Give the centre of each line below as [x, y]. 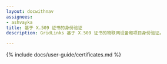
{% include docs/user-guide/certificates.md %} [64, 55]
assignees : [19, 17]
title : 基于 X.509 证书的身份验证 [44, 28]
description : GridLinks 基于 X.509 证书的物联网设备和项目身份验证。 [85, 33]
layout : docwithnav [30, 11]
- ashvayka [19, 22]
